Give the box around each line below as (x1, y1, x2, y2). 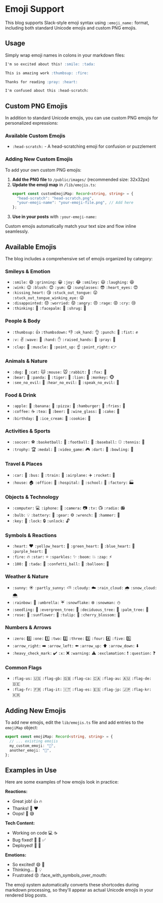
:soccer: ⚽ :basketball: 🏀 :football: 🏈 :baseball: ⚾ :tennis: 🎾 (12, 439, 145, 445)
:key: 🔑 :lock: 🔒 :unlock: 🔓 (12, 518, 70, 524)
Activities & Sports (5, 428, 51, 435)
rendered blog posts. (5, 892, 48, 898)
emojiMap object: (5, 725, 38, 731)
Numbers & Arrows (5, 624, 52, 630)
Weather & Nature (5, 573, 49, 580)
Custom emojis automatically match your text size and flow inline (5, 223, 136, 229)
